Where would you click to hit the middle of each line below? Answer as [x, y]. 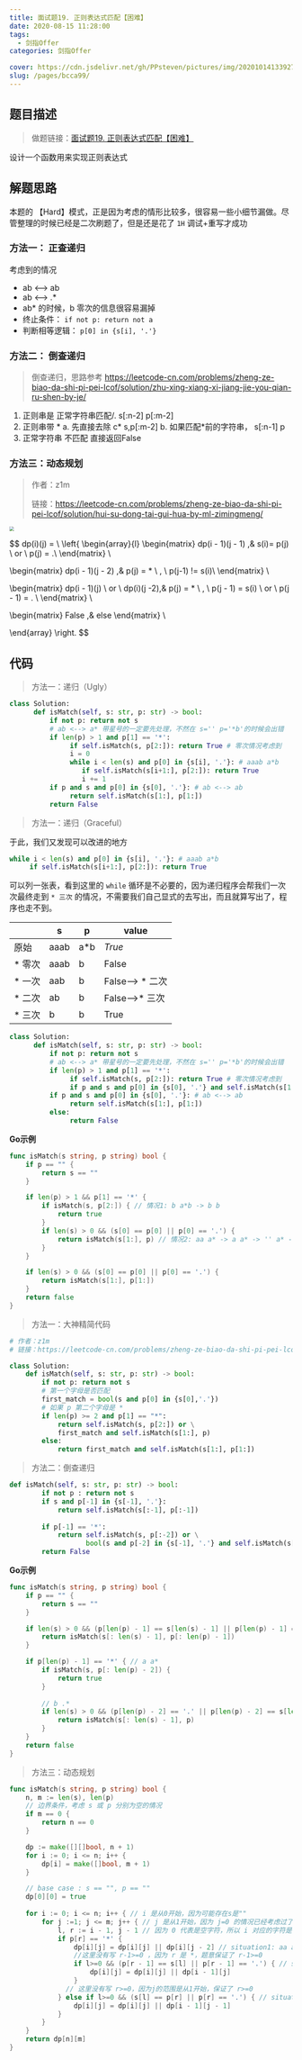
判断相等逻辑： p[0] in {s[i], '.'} [89, 330]
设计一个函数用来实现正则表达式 [68, 157]
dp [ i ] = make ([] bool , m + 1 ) [96, 1864]
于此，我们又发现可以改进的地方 [68, 842]
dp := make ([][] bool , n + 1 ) [80, 1847]
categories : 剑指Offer [50, 51]
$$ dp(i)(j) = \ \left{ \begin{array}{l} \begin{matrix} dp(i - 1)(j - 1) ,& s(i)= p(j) [149, 544]
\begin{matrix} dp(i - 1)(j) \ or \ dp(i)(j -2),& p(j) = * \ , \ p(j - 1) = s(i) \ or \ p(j [149, 588]
